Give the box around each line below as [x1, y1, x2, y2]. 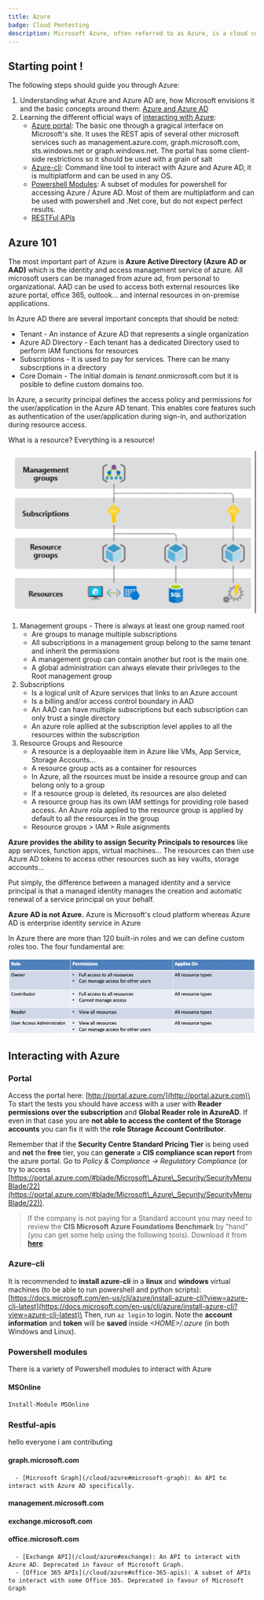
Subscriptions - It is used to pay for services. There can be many [19, 355, 230, 364]
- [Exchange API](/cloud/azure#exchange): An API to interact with [15, 1553, 241, 1561]
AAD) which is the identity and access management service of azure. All [8, 265, 244, 274]
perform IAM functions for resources [19, 346, 139, 355]
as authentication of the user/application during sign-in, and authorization [8, 412, 247, 421]
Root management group [31, 671, 112, 681]
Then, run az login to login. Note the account [83, 1310, 233, 1319]
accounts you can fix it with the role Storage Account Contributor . [8, 1124, 226, 1134]
